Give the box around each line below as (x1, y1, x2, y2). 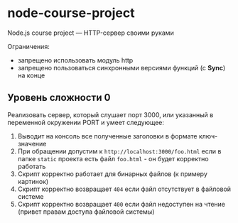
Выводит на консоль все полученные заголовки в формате (17, 131, 198, 140)
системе (17, 192, 44, 200)
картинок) (17, 177, 49, 185)
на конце (17, 71, 45, 80)
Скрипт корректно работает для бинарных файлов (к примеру (17, 169, 208, 178)
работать (17, 162, 46, 170)
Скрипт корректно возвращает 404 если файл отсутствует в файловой (17, 185, 232, 193)
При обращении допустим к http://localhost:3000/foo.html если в (17, 147, 222, 156)
